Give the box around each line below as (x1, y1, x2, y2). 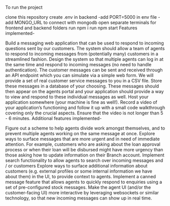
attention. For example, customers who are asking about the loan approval (5, 141, 161, 147)
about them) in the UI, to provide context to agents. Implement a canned (5, 174, 156, 179)
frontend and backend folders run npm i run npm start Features (5, 25, 138, 31)
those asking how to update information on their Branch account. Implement (5, 152, 165, 158)
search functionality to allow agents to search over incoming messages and (5, 157, 163, 163)
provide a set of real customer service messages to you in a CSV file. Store (5, 78, 162, 84)
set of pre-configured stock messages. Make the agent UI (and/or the (5, 184, 151, 190)
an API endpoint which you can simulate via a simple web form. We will (5, 72, 154, 78)
